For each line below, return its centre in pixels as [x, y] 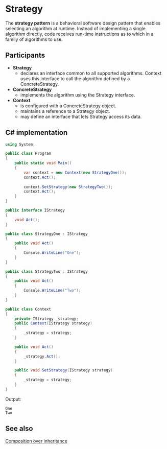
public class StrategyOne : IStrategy [46, 234]
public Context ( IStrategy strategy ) [54, 323]
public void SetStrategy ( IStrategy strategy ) [64, 370]
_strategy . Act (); [42, 356]
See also [19, 429]
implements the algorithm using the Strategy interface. [78, 94]
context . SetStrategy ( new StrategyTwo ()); [68, 187]
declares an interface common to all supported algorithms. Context [91, 73]
